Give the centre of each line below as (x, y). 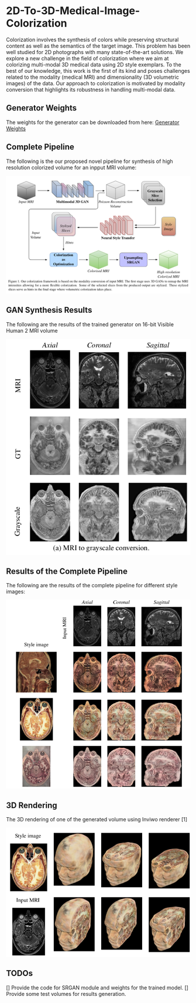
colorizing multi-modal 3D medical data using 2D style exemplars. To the (94, 64)
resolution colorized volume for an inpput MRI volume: (71, 167)
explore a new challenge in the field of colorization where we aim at (87, 58)
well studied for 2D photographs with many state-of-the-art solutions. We (95, 52)
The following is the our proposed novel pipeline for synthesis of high (90, 161)
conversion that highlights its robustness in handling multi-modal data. (91, 89)
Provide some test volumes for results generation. (66, 994)
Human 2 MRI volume (32, 330)
